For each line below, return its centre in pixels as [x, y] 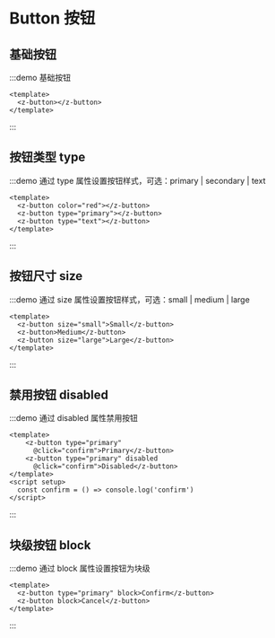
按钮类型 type [47, 157]
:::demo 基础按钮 [40, 78]
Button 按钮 [52, 18]
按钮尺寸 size [46, 276]
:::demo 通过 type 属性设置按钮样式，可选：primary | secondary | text [137, 180]
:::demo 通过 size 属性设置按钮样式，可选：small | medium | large [130, 299]
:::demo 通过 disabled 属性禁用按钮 [74, 418]
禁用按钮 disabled [59, 395]
